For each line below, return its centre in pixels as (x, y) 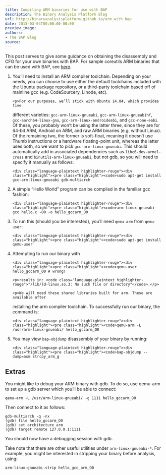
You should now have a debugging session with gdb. (59, 438)
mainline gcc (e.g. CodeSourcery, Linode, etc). (60, 92)
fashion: (21, 194)
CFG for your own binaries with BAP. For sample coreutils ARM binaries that (83, 61)
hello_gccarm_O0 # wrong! (39, 271)
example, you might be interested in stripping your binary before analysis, (80, 453)
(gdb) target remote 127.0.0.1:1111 (43, 429)
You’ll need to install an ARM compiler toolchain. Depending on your (82, 76)
